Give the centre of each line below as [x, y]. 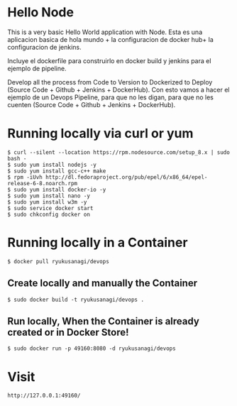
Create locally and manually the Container [102, 284]
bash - [17, 158]
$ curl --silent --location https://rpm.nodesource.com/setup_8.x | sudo [119, 152]
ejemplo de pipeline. [37, 68]
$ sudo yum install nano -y [49, 196]
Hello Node [41, 12]
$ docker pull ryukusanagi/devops [59, 261]
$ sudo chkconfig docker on [49, 214]
